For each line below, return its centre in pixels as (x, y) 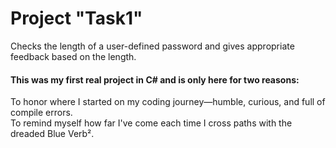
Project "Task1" (76, 18)
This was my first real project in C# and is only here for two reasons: (155, 79)
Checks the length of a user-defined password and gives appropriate (152, 46)
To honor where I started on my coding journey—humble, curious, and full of (168, 102)
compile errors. (41, 113)
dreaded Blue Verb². (52, 134)
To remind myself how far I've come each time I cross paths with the (151, 123)
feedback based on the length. (73, 56)
